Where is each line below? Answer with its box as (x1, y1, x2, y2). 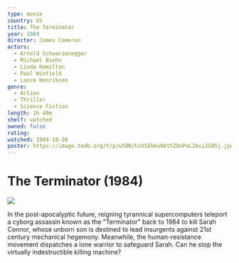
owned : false (7, 122, 46, 130)
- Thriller (14, 97, 46, 104)
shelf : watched (7, 116, 53, 123)
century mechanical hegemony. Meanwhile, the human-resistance (7, 232, 201, 242)
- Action (14, 90, 40, 97)
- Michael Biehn (14, 57, 62, 64)
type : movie (7, 10, 43, 18)
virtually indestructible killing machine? (7, 248, 122, 257)
